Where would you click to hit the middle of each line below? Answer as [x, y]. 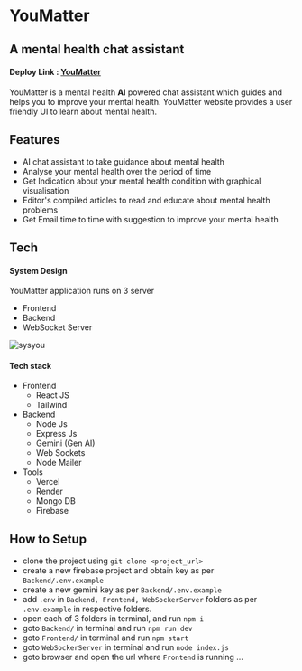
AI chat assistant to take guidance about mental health [124, 161]
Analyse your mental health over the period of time [117, 171]
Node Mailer [59, 463]
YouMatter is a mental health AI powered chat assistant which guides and [146, 92]
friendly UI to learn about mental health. [83, 111]
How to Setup [48, 539]
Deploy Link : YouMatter [55, 72]
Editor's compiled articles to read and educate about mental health [146, 200]
